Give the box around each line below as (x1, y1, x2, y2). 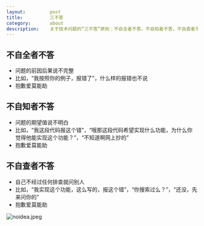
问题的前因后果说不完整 (15, 67, 74, 75)
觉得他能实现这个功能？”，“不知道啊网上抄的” (15, 134, 129, 141)
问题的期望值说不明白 (15, 119, 69, 126)
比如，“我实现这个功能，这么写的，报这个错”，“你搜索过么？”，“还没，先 (15, 185, 197, 193)
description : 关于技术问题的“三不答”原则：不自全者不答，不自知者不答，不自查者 (6, 25, 195, 32)
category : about (6, 20, 64, 26)
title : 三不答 (6, 15, 64, 21)
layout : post (6, 8, 61, 15)
